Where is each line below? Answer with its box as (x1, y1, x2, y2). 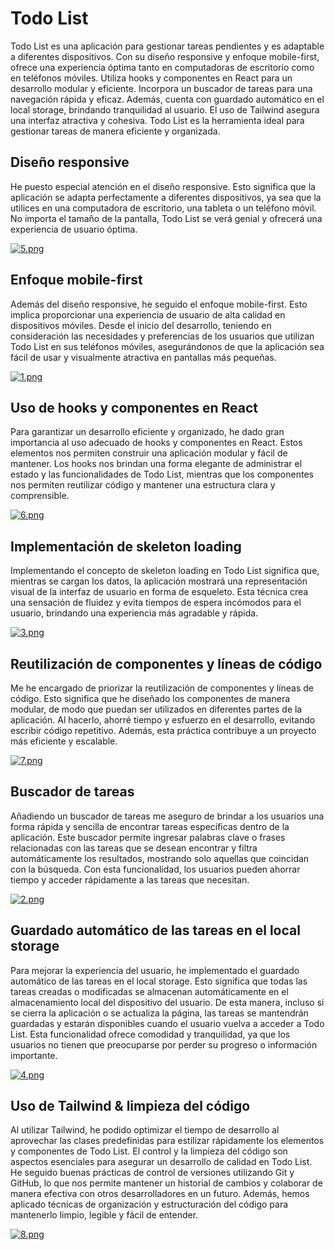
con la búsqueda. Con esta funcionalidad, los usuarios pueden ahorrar (10, 863, 301, 875)
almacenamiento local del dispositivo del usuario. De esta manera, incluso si (10, 996, 325, 1008)
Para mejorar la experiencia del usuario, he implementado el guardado (10, 964, 300, 976)
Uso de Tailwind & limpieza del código (10, 1098, 251, 1115)
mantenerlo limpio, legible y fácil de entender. (10, 1209, 199, 1221)
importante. (10, 1049, 58, 1061)
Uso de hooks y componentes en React (10, 399, 259, 416)
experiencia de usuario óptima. (10, 223, 138, 235)
